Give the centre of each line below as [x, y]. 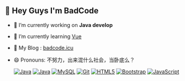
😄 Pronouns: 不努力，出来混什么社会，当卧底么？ [74, 60]
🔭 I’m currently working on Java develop [63, 25]
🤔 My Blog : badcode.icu [43, 48]
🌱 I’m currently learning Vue [47, 36]
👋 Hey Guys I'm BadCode [52, 11]
